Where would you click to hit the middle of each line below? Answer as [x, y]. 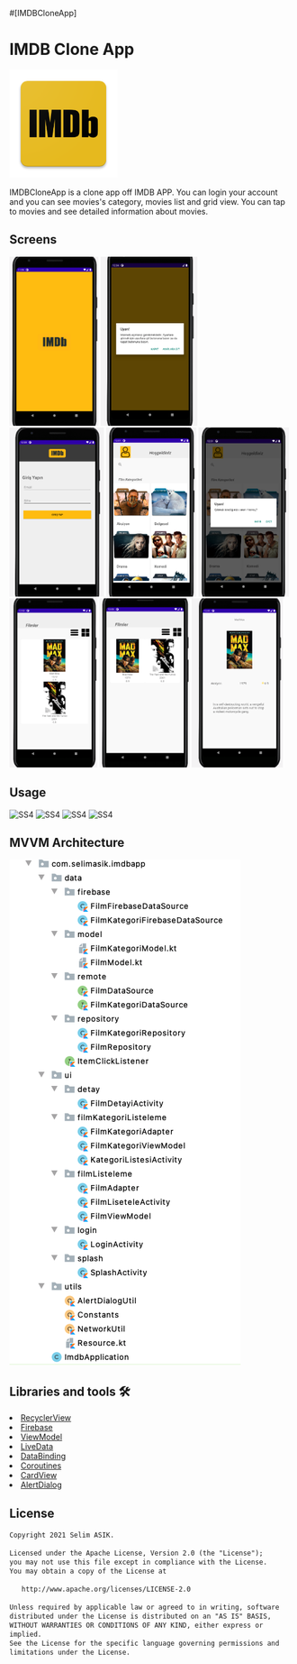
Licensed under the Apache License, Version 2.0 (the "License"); [136, 1553]
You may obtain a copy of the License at [88, 1571]
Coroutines [41, 1466]
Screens [33, 239]
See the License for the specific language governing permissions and [144, 1643]
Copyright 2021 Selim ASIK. [62, 1535]
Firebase [37, 1428]
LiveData [37, 1447]
